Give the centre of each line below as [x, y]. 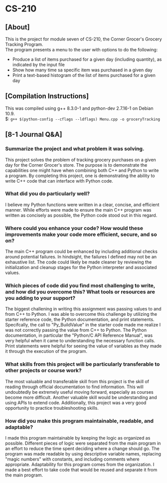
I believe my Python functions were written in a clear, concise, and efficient [82, 205]
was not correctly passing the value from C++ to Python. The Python [76, 330]
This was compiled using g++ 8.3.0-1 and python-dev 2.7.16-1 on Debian [79, 108]
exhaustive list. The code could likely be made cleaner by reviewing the [79, 262]
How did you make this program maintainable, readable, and [79, 421]
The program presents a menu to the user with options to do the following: [82, 50]
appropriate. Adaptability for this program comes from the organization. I [80, 464]
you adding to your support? [40, 298]
